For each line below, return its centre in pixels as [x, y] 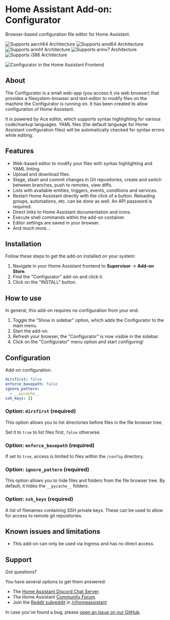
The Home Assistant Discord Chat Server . [56, 592]
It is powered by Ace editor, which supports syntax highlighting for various [83, 119]
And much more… [31, 228]
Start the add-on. [31, 331]
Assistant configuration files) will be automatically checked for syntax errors [85, 129]
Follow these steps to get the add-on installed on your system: [71, 256]
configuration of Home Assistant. [40, 109]
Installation [23, 244]
